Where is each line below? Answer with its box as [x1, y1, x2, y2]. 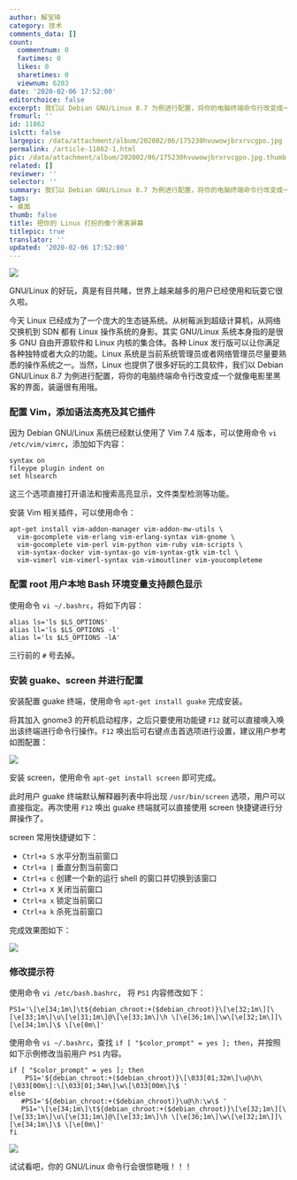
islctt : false [9, 128, 62, 137]
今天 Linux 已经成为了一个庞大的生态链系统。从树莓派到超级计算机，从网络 [9, 315, 281, 326]
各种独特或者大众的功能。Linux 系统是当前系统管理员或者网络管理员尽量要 [9, 349, 279, 359]
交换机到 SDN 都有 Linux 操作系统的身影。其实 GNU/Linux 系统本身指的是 [9, 327, 276, 337]
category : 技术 [9, 21, 63, 30]
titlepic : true [9, 227, 65, 235]
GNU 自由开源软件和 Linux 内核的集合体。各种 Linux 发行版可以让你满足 [19, 337, 281, 348]
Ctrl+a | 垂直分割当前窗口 [21, 862, 119, 873]
